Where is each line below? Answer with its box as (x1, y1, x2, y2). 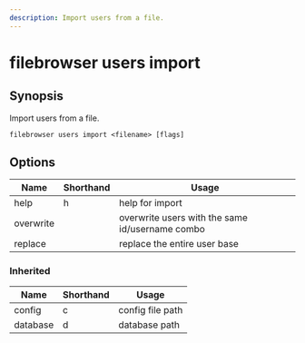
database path (118, 318, 180, 331)
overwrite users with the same (119, 211, 248, 224)
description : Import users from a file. (9, 13, 165, 23)
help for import (119, 197, 183, 210)
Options (9, 155, 56, 171)
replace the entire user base (119, 238, 239, 250)
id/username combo (119, 223, 206, 236)
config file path (118, 303, 183, 316)
